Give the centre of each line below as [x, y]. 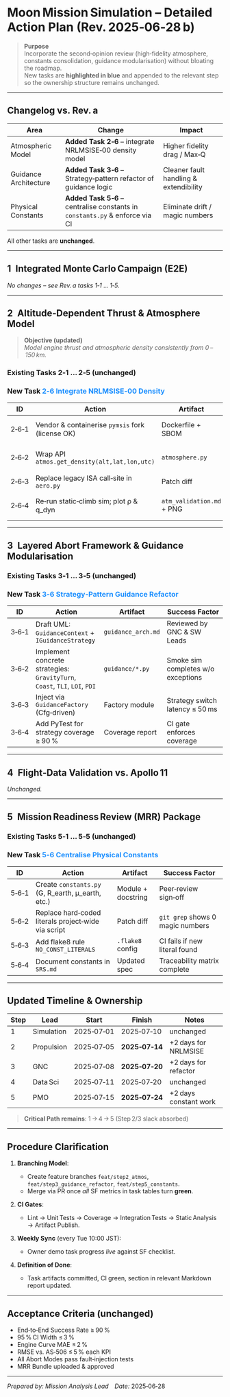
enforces [181, 732]
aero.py [48, 486]
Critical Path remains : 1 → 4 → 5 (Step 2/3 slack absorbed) [106, 1119]
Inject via [50, 697]
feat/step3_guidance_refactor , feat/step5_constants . [103, 1184]
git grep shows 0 [188, 917]
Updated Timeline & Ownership [75, 1001]
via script [50, 929]
